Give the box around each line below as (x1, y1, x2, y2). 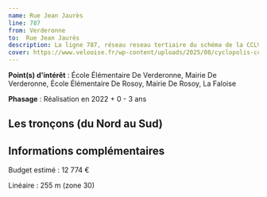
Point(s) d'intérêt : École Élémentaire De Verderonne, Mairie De (8, 71, 217, 79)
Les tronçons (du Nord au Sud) (8, 117, 163, 131)
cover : (8, 48, 30, 56)
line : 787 (8, 19, 41, 27)
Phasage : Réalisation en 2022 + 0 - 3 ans (8, 95, 147, 103)
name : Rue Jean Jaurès (8, 11, 83, 20)
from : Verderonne (8, 26, 66, 34)
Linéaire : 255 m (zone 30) (8, 180, 95, 191)
